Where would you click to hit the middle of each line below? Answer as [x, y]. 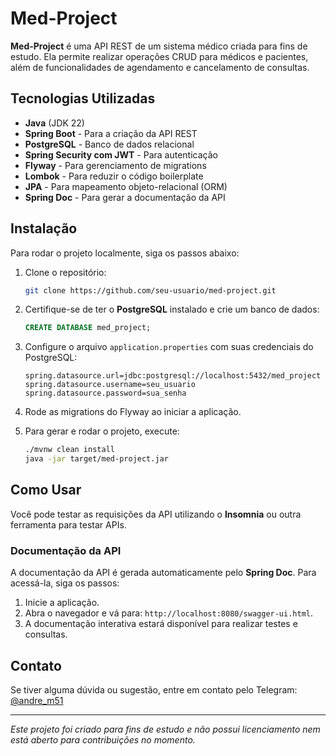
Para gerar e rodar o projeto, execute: [102, 431]
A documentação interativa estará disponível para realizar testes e [161, 624]
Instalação [44, 228]
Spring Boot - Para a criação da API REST [111, 133]
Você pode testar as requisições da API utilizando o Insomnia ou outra [156, 514]
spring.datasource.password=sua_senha [105, 393]
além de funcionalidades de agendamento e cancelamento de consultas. [160, 67]
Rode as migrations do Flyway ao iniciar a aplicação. [133, 412]
